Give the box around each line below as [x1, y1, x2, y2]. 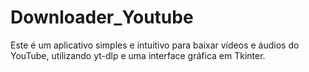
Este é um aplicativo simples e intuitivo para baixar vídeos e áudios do [10, 39, 300, 51]
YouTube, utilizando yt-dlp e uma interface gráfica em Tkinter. [10, 49, 266, 61]
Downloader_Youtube [10, 6, 194, 29]
